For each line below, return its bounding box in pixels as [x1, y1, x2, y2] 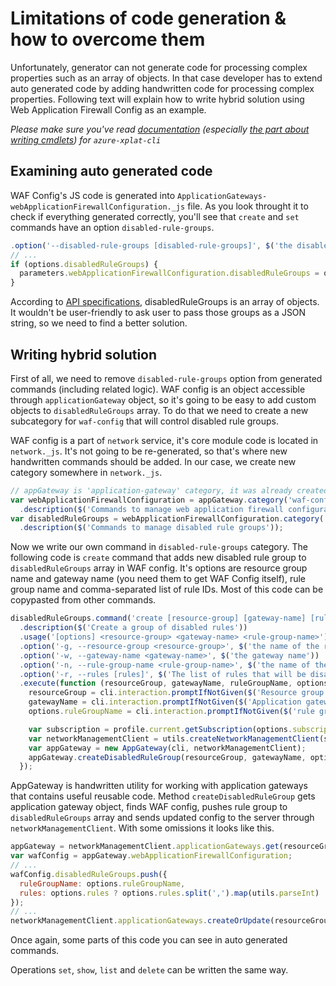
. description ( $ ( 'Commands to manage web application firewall [19, 504, 284, 514]
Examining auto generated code [10, 163, 213, 180]
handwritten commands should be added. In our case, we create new [10, 455, 297, 467]
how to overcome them [10, 28, 206, 51]
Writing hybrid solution [10, 346, 158, 363]
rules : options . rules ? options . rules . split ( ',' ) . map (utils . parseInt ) [19, 888, 320, 898]
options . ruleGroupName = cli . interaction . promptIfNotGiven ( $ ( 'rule [28, 707, 315, 717]
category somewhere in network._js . [10, 466, 163, 478]
